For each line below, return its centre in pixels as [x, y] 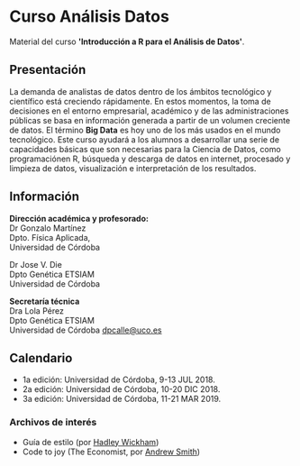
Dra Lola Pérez [37, 311]
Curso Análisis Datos [89, 17]
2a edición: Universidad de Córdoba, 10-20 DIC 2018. [121, 389]
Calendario [41, 358]
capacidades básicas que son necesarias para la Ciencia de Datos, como [145, 149]
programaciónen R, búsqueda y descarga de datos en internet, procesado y [150, 159]
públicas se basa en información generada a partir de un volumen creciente [150, 120]
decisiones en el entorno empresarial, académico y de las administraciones [149, 111]
